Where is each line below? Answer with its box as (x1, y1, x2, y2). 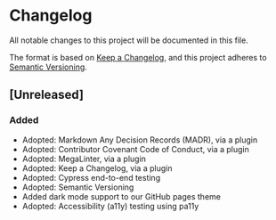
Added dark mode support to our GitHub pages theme (21, 191, 221, 201)
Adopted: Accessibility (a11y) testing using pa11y (21, 200, 199, 211)
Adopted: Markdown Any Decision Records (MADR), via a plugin (21, 134, 258, 145)
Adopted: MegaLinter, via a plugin (21, 153, 147, 164)
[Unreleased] (9, 87, 85, 102)
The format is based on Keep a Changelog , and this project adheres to (9, 52, 267, 62)
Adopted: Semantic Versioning (21, 182, 134, 192)
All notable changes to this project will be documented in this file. (9, 35, 249, 45)
